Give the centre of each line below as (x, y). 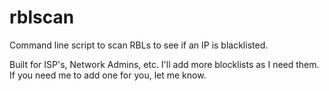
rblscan (42, 17)
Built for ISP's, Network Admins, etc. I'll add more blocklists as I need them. (164, 64)
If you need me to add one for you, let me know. (108, 75)
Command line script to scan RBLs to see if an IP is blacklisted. (139, 45)
